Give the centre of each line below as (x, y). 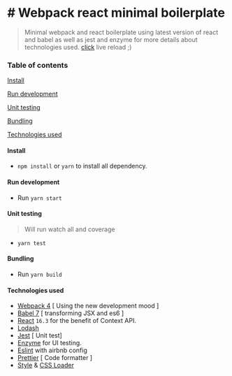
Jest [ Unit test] (40, 335)
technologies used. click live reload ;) (78, 47)
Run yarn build (39, 275)
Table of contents (38, 65)
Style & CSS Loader (46, 366)
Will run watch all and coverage (70, 229)
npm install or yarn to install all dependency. (82, 166)
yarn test (32, 243)
